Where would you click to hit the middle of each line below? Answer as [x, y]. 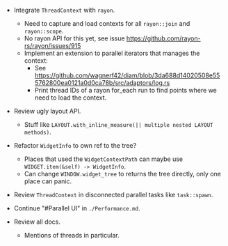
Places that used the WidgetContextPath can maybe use [104, 159]
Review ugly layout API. [47, 111]
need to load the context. [71, 98]
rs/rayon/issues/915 [52, 46]
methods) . [38, 132]
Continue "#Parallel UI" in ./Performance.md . [77, 208]
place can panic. [48, 181]
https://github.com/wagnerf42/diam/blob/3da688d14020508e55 [127, 75]
